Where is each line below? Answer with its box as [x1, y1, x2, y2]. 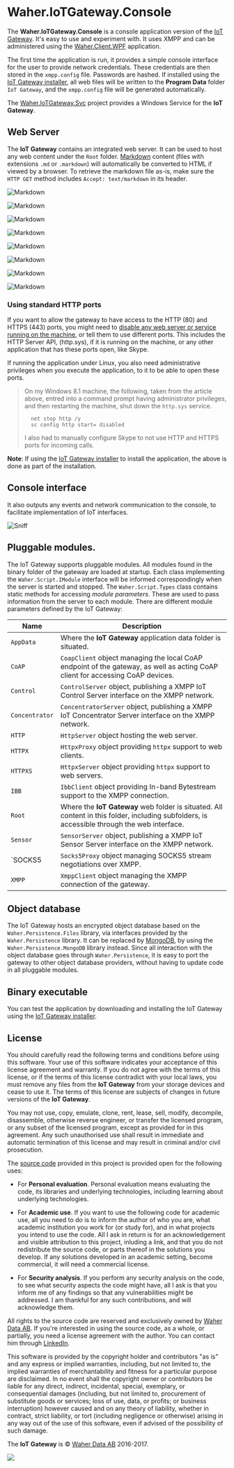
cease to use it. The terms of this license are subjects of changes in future [7, 1088, 221, 1096]
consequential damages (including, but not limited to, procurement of [7, 1389, 206, 1398]
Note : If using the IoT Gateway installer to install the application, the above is [7, 454, 227, 463]
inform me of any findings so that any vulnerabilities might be [17, 1288, 194, 1297]
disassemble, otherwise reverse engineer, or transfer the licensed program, [7, 1116, 224, 1125]
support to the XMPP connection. [60, 790, 169, 800]
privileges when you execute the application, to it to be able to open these [7, 366, 219, 375]
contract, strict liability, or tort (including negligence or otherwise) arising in [7, 1412, 224, 1420]
